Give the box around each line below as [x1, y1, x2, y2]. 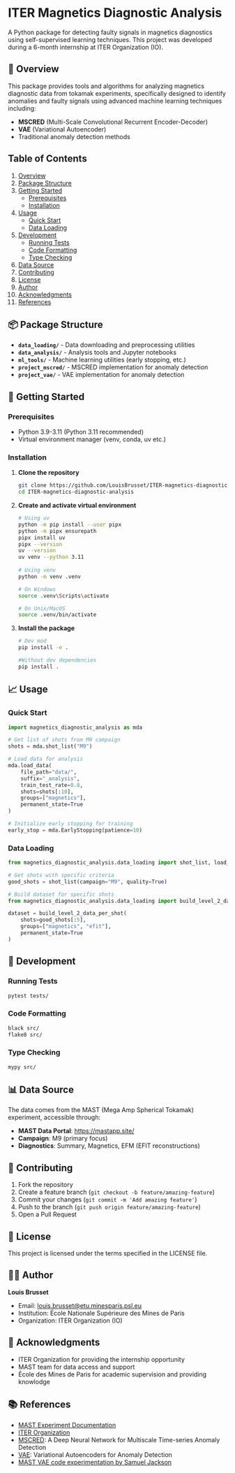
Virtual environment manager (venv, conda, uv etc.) [17, 435, 167, 443]
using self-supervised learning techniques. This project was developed [8, 35, 212, 43]
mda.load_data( [8, 762, 52, 769]
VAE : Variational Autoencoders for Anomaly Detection [17, 1450, 173, 1459]
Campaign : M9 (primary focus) [17, 1134, 108, 1143]
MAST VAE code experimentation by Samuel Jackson [17, 1458, 172, 1466]
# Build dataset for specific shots [8, 890, 114, 898]
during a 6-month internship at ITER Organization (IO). [8, 43, 163, 51]
